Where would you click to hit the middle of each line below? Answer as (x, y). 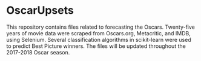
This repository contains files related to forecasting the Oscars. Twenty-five (101, 27)
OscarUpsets (40, 10)
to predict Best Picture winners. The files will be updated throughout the (96, 46)
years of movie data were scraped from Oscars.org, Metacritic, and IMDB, (98, 33)
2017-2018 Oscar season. (38, 52)
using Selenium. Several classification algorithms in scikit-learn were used (99, 39)
